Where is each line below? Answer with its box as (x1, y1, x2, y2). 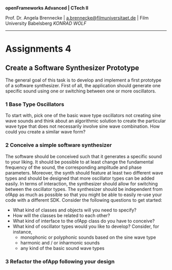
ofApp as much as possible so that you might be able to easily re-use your (5, 191, 162, 198)
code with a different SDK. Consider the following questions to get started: (5, 197, 162, 203)
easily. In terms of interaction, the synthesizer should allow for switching (5, 180, 158, 187)
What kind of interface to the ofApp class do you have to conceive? (12, 218, 155, 224)
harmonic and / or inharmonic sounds (20, 239, 100, 246)
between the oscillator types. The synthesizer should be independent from (5, 186, 163, 192)
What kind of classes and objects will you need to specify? (12, 207, 137, 213)
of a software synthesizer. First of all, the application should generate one (5, 83, 161, 88)
